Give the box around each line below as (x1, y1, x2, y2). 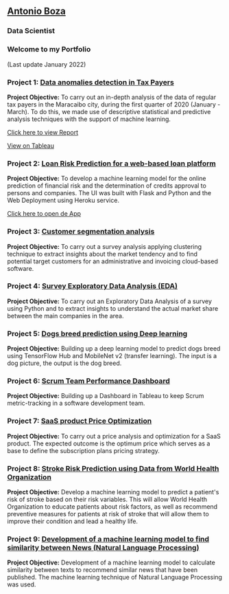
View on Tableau (7, 141, 55, 150)
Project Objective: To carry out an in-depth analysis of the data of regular (7, 93, 217, 101)
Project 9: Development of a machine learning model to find (7, 534, 210, 544)
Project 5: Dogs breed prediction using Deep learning (7, 329, 188, 338)
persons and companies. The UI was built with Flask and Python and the (7, 189, 211, 197)
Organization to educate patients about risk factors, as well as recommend (7, 502, 218, 511)
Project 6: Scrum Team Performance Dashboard (7, 376, 170, 386)
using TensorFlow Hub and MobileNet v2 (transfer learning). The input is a (7, 352, 217, 360)
